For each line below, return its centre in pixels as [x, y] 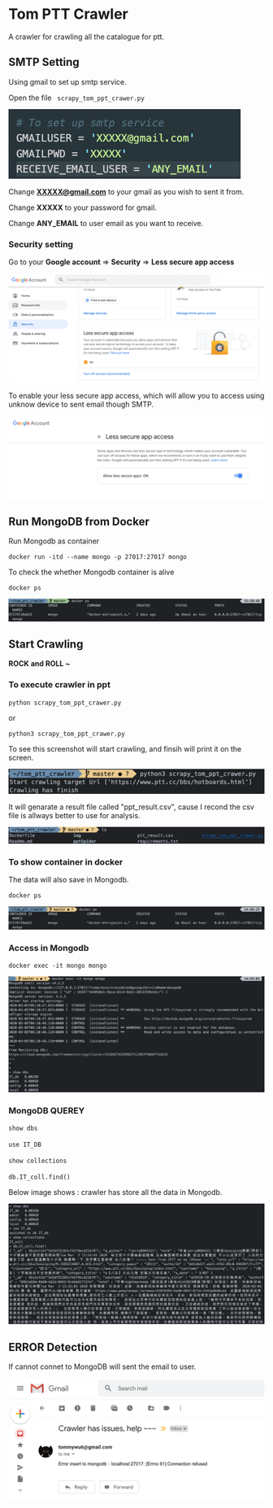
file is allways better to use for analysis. [74, 815]
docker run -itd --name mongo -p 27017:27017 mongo [97, 557]
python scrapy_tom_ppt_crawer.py [65, 703]
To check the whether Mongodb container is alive [91, 572]
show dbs [23, 1129]
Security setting [41, 244]
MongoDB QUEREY [47, 1111]
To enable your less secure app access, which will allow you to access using [136, 396]
